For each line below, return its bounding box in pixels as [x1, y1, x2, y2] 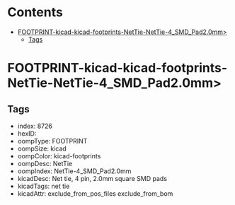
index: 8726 [17, 122, 53, 130]
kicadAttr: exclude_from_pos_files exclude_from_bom [17, 189, 173, 198]
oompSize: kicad [17, 144, 67, 153]
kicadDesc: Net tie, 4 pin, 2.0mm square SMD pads [17, 174, 168, 182]
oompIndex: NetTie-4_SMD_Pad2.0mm [17, 167, 132, 175]
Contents [7, 4, 64, 20]
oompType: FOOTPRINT [17, 136, 88, 145]
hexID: [17, 129, 37, 138]
